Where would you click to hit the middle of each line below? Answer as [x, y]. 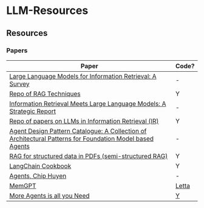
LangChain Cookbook [40, 166]
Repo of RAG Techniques [45, 94]
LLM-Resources [47, 11]
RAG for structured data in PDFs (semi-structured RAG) [89, 156]
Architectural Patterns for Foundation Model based [81, 139]
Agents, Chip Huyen [38, 176]
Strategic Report [33, 111]
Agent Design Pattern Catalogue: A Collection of [78, 131]
